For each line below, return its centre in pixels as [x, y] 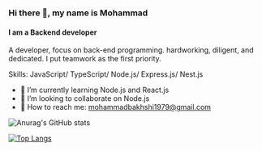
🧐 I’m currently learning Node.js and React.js [94, 90]
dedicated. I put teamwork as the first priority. [85, 59]
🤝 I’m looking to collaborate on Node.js [85, 99]
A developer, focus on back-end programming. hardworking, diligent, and [131, 50]
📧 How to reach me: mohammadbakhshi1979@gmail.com [116, 107]
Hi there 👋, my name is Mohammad [78, 13]
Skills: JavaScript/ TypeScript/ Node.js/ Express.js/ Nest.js [106, 74]
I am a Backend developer [53, 32]
